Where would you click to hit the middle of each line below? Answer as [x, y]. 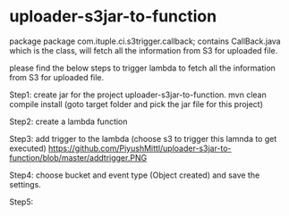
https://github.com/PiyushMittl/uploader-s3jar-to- [140, 148]
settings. [25, 184]
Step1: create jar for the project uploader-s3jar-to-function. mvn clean [138, 95]
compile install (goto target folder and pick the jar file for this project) [136, 104]
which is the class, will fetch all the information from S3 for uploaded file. [144, 50]
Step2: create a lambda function [68, 121]
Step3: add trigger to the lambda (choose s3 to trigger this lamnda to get [143, 138]
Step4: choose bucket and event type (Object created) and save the [135, 175]
